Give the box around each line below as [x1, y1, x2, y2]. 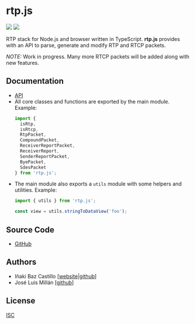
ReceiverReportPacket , [20, 143, 75, 149]
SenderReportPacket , [20, 153, 70, 159]
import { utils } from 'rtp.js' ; [14, 198, 96, 204]
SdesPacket [20, 164, 47, 170]
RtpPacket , [20, 132, 47, 138]
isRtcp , [20, 126, 39, 132]
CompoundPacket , [20, 137, 60, 143]
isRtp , [20, 121, 36, 127]
